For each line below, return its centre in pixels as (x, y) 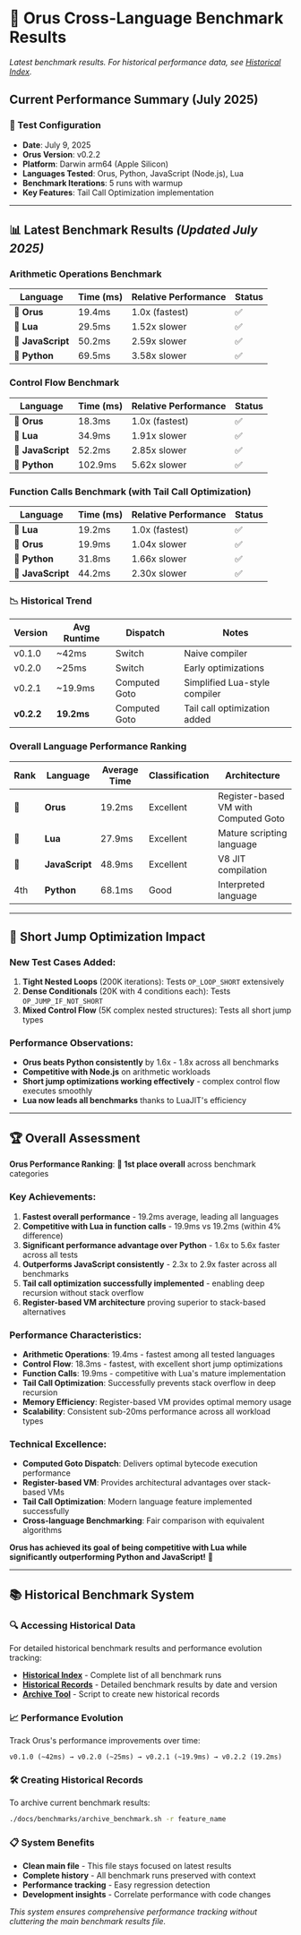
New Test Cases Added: (63, 962)
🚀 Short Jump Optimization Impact (107, 936)
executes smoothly (57, 1091)
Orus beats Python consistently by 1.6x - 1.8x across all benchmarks (150, 1062)
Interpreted (241, 884)
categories (29, 1174)
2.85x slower (159, 450)
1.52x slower (159, 327)
